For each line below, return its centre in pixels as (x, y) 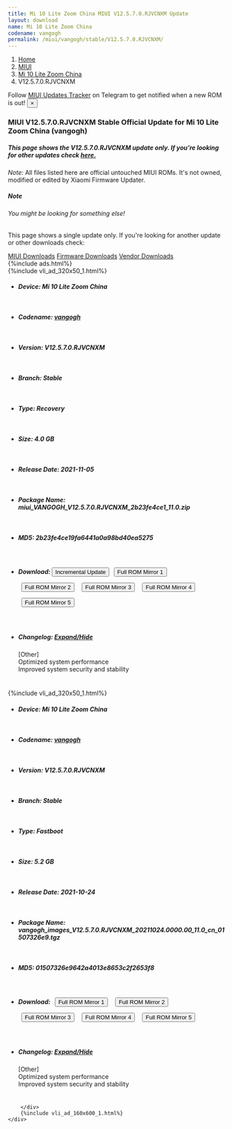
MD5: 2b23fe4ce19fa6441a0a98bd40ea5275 (85, 538)
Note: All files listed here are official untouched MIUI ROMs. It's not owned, (115, 173)
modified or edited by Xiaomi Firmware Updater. (76, 180)
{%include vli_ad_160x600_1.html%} (72, 1113)
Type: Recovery (41, 409)
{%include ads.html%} (40, 263)
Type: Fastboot (40, 831)
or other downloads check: (47, 242)
